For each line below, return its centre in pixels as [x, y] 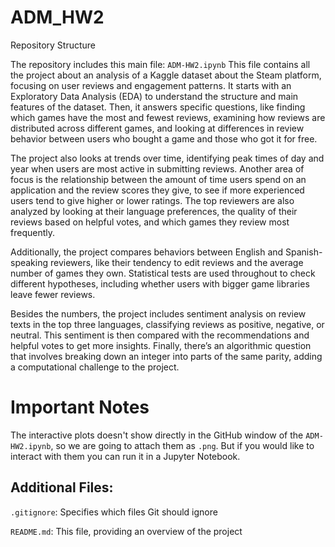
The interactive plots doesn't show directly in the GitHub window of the [157, 435]
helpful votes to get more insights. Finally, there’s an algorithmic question [161, 345]
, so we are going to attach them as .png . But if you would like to [182, 445]
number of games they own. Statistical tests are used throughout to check [163, 273]
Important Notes [80, 407]
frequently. [32, 232]
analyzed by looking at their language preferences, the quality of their [154, 211]
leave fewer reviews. [53, 294]
